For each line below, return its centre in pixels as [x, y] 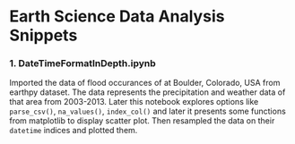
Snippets [43, 35]
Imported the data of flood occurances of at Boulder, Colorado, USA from [145, 83]
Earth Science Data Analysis [117, 17]
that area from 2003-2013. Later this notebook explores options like [134, 102]
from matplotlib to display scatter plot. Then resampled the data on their [142, 121]
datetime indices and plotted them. [74, 131]
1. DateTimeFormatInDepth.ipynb [83, 64]
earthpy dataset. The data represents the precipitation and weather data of [147, 92]
